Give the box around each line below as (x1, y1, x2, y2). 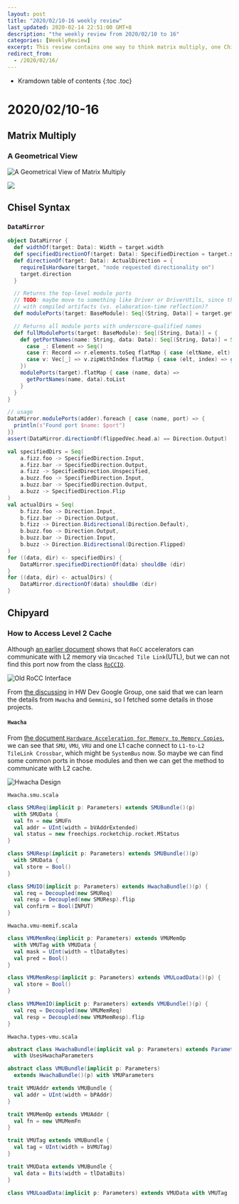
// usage (7, 408, 33, 416)
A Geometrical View (7, 151, 78, 161)
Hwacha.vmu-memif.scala (7, 922, 78, 930)
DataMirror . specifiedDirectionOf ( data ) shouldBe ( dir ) (20, 561, 186, 568)
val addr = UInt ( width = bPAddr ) (14, 1091, 113, 1098)
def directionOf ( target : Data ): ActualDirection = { (14, 257, 174, 264)
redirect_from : (7, 51, 53, 58)
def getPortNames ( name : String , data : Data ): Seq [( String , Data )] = (20, 336, 228, 343)
